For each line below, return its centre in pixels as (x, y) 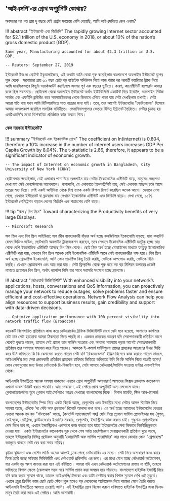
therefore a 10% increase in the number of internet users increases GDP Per (84, 145)
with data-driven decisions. (34, 308)
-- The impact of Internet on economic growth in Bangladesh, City (78, 165)
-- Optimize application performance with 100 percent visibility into (82, 317)
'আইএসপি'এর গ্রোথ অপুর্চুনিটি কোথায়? (46, 9)
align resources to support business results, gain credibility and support (80, 303)
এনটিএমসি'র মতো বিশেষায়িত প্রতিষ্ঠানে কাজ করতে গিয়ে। (46, 114)
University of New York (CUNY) (38, 169)
